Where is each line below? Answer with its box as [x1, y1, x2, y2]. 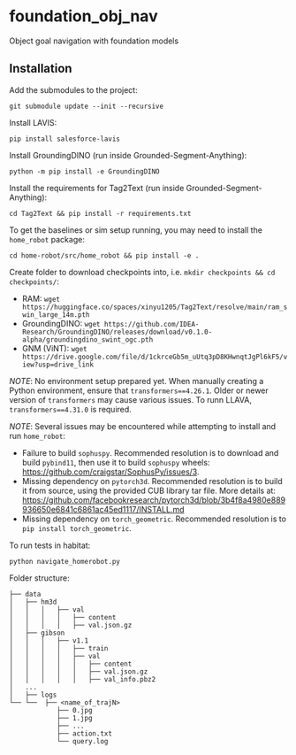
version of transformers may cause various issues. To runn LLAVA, [9, 394, 252, 404]
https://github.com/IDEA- [103, 320, 200, 328]
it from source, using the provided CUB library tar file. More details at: [21, 485, 277, 496]
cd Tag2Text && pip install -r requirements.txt [9, 209, 192, 218]
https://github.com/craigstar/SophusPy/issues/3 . [21, 466, 200, 477]
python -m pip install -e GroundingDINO [9, 166, 161, 176]
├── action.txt [56, 728, 113, 738]
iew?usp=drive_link [21, 360, 95, 369]
